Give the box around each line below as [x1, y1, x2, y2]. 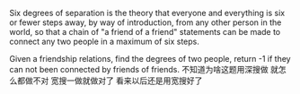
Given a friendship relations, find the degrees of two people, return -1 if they [9, 54, 291, 64]
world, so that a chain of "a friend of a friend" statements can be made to [9, 27, 281, 37]
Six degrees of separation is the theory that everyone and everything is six [9, 8, 286, 18]
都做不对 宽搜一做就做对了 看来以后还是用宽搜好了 [16, 75, 203, 86]
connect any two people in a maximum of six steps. [9, 36, 200, 47]
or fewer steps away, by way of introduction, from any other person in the [9, 17, 282, 28]
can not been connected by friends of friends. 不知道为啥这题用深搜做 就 [9, 64, 278, 74]
